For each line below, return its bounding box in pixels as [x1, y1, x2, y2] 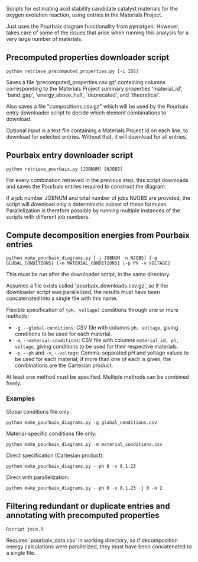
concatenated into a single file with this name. [6, 295, 118, 302]
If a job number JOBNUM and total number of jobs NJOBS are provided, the [6, 194, 191, 201]
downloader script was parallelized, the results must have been [6, 289, 161, 296]
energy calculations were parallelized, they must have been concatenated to [6, 542, 192, 550]
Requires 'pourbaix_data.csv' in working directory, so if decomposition [6, 537, 178, 544]
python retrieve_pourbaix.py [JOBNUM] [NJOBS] [6, 166, 123, 172]
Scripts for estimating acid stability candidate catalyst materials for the [6, 5, 178, 12]
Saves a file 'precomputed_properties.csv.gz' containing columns [6, 78, 166, 85]
